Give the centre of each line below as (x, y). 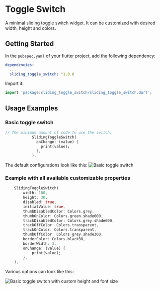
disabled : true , (40, 202)
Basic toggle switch (29, 122)
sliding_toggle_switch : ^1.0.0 (42, 74)
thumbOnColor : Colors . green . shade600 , (63, 216)
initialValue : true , (44, 207)
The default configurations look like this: (46, 165)
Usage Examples (32, 108)
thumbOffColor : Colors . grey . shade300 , (63, 234)
